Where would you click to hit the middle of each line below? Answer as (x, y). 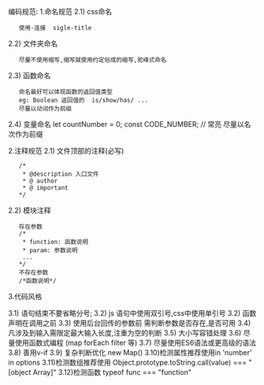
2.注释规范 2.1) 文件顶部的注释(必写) (66, 151)
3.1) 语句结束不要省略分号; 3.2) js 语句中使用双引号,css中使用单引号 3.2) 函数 (132, 313)
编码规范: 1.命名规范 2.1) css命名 (60, 11)
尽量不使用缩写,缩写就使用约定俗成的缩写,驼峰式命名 (93, 60)
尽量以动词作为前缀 (45, 109)
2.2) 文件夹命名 (33, 43)
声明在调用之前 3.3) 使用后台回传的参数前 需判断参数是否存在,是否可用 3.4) (130, 323)
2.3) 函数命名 (30, 76)
